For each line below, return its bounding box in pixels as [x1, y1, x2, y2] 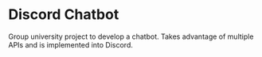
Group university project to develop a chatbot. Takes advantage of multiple [8, 32, 254, 41]
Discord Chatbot [8, 6, 119, 24]
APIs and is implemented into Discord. [8, 40, 133, 49]
